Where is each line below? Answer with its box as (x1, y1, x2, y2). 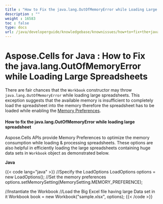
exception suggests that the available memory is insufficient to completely (5, 97, 154, 103)
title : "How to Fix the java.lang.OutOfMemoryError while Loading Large (5, 7, 158, 12)
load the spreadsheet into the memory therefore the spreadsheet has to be (5, 102, 154, 108)
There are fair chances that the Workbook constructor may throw (5, 87, 132, 93)
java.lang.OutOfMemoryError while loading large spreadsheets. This (5, 92, 140, 98)
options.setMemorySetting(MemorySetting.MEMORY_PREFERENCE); (5, 179, 143, 185)
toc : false (5, 20, 29, 26)
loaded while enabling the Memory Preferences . (5, 108, 101, 113)
